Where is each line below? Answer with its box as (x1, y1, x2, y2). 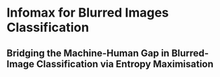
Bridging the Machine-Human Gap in (6, 47, 170, 59)
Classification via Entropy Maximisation (36, 58, 214, 70)
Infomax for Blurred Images (6, 5, 169, 21)
